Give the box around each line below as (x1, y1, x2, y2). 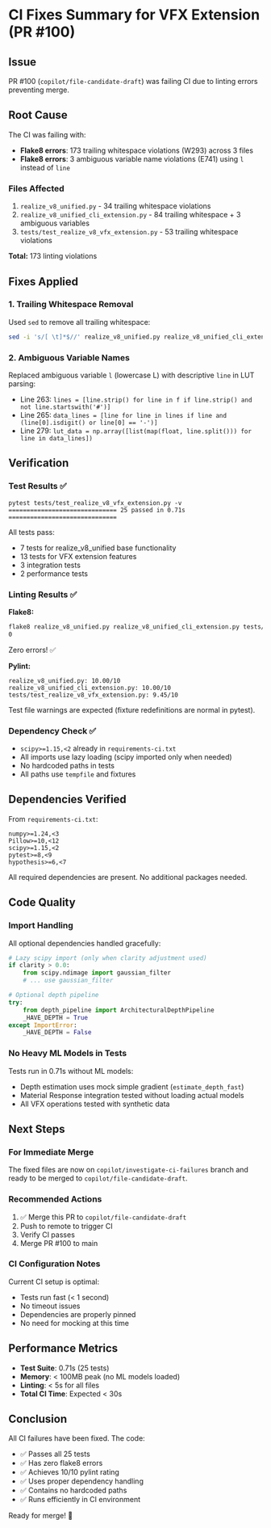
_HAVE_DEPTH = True (23, 1013, 89, 1021)
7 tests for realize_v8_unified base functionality (19, 543, 177, 553)
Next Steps (8, 1122, 65, 1136)
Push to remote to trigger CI (19, 1221, 113, 1231)
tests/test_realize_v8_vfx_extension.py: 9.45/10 (8, 691, 179, 699)
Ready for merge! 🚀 (8, 1511, 73, 1521)
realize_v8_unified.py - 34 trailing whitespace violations (19, 201, 211, 211)
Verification (8, 457, 69, 470)
